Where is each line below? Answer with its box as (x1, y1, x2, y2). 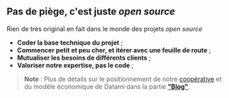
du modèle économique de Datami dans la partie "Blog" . (23, 82, 191, 91)
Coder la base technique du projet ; (16, 38, 123, 47)
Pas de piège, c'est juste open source (6, 6, 175, 18)
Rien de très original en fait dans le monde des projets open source (6, 24, 203, 33)
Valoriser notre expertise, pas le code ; (16, 60, 134, 70)
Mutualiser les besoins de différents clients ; (16, 53, 152, 62)
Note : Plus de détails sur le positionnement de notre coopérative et (23, 75, 222, 83)
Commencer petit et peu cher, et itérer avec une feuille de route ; (16, 45, 211, 54)
